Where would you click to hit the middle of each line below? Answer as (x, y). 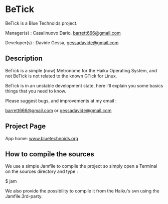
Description (24, 59)
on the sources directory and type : (42, 171)
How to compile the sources (50, 154)
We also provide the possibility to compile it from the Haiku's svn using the (82, 191)
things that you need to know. (36, 91)
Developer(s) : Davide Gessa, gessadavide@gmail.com (62, 42)
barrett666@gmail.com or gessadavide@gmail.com (58, 110)
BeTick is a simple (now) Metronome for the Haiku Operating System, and (81, 70)
